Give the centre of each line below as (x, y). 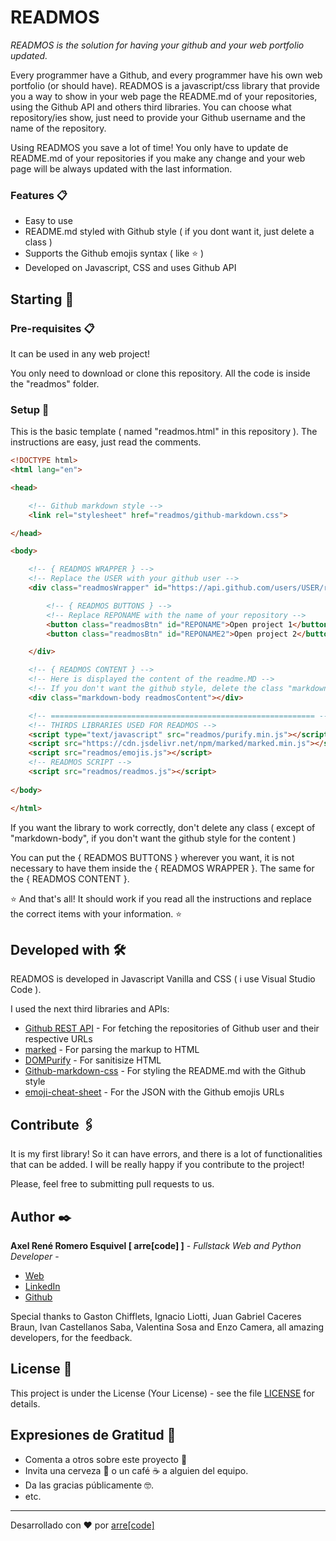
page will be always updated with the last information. (121, 168)
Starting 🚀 (42, 299)
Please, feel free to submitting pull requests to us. (112, 1184)
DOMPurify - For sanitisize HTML (93, 1060)
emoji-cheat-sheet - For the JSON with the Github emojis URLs (154, 1092)
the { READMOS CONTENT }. (70, 878)
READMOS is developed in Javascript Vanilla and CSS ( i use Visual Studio (163, 979)
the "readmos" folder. (55, 383)
